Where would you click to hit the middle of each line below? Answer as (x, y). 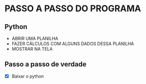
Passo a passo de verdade (45, 64)
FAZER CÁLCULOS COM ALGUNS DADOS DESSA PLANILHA (73, 44)
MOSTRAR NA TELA (32, 49)
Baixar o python (28, 76)
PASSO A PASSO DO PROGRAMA (73, 9)
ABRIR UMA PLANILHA (35, 38)
